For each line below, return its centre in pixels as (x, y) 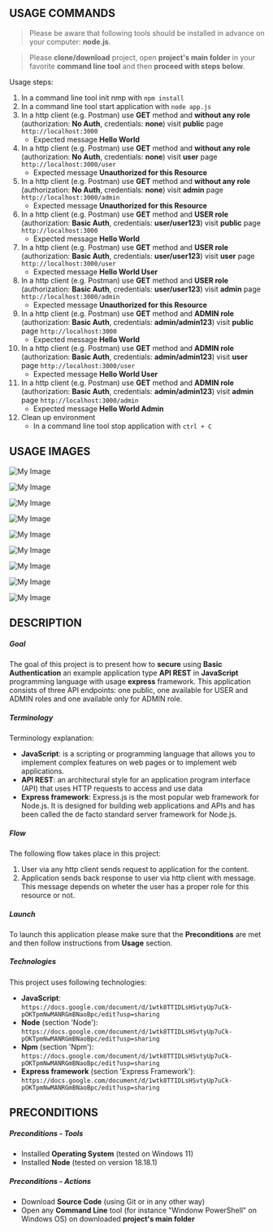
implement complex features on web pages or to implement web (129, 762)
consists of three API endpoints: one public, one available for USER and (129, 690)
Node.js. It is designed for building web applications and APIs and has (138, 805)
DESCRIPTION (45, 623)
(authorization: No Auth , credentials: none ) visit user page (119, 156)
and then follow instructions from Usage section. (91, 943)
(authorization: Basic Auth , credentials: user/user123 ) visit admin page (141, 289)
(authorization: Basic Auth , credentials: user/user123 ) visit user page (138, 256)
